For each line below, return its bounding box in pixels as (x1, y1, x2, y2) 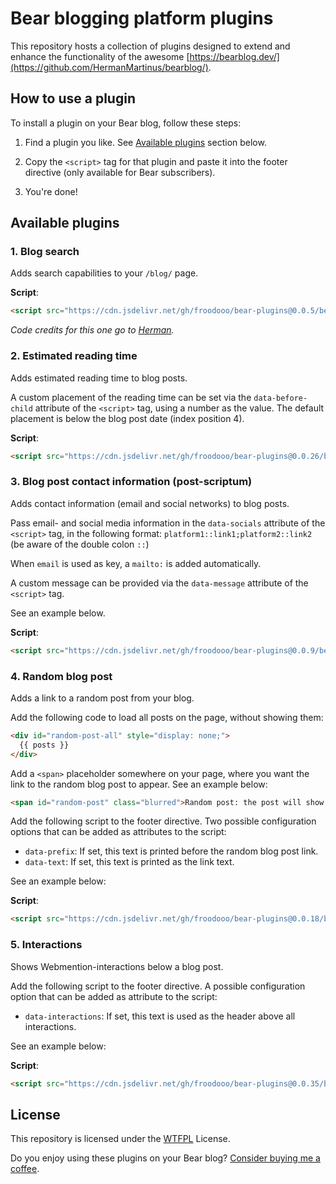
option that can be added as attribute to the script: (10, 990, 218, 1002)
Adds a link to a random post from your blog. (10, 692, 195, 704)
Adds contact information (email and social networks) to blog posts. (10, 497, 290, 509)
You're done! (24, 185, 78, 197)
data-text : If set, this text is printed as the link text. (24, 856, 235, 868)
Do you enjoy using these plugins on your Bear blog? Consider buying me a (10, 1152, 321, 1164)
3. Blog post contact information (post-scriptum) (10, 475, 253, 489)
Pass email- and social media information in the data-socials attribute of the (10, 517, 326, 529)
